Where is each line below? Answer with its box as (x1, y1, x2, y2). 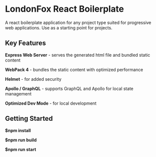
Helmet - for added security (5, 76, 62, 82)
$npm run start (5, 146, 37, 152)
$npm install (5, 127, 31, 133)
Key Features (5, 39, 46, 47)
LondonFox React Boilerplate (5, 3, 124, 15)
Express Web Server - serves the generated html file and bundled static (5, 52, 150, 58)
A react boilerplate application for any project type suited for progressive (5, 20, 152, 25)
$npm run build (5, 137, 37, 143)
